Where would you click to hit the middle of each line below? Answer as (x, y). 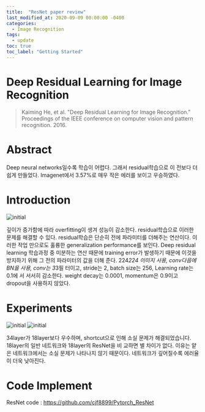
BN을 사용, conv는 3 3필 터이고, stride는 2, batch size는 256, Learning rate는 (100, 268)
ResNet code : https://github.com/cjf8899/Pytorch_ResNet (80, 403)
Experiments (39, 308)
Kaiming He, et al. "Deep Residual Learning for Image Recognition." (106, 112)
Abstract (29, 149)
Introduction (39, 200)
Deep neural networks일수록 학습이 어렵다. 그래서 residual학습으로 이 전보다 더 (102, 167)
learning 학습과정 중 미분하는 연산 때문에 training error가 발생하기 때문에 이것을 (102, 252)
